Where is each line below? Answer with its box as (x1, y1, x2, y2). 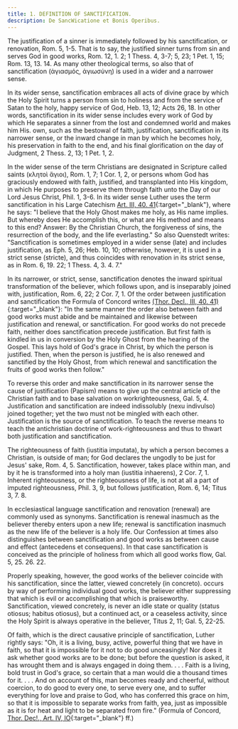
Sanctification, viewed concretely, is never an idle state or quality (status (7, 602, 220, 610)
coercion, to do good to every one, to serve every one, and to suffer (7, 683, 206, 692)
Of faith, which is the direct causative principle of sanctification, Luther (7, 630, 215, 639)
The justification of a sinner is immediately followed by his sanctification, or (7, 36, 228, 45)
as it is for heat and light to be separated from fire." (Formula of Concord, (7, 706, 222, 715)
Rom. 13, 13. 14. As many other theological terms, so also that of (7, 59, 194, 68)
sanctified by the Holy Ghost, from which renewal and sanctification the (7, 357, 217, 366)
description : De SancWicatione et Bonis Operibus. (7, 17, 161, 24)
